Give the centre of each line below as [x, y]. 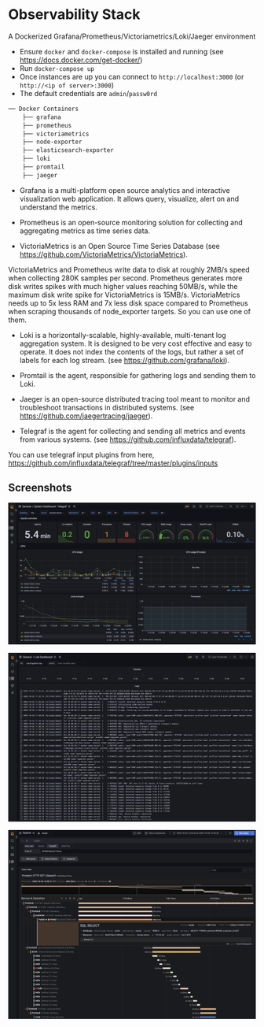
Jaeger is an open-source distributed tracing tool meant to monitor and [134, 399]
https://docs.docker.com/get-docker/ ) [81, 60]
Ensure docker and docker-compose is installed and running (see [121, 51]
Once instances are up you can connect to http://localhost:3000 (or [132, 76]
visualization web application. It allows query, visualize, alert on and [129, 198]
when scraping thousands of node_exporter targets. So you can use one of [130, 311]
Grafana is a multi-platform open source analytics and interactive [125, 190]
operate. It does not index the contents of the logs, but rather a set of [132, 351]
